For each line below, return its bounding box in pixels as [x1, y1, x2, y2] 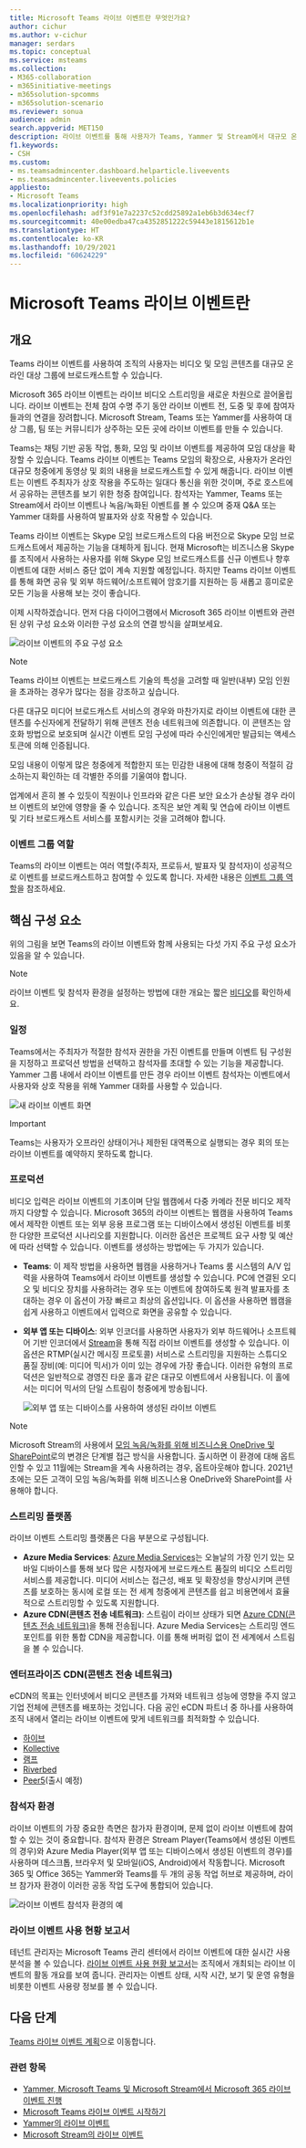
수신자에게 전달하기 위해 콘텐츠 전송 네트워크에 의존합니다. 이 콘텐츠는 [33, 718, 282, 728]
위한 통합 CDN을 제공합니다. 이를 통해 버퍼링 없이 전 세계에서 [54, 1631, 271, 1643]
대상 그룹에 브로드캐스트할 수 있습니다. [25, 370, 163, 381]
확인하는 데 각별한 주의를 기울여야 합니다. [40, 770, 188, 781]
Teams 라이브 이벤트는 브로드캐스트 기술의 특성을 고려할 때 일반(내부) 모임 [9, 675, 273, 686]
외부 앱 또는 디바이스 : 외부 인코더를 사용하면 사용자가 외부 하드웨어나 [22, 1325, 265, 1336]
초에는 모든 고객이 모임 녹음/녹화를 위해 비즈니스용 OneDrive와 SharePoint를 [9, 1473, 283, 1484]
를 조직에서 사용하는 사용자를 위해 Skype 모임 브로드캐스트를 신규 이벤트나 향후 [9, 553, 291, 564]
